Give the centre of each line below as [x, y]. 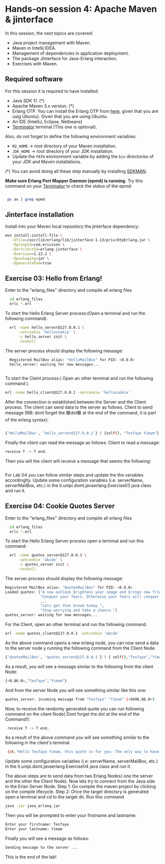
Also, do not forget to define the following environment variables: [71, 136]
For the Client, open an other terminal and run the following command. [76, 624]
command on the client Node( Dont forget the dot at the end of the [72, 714]
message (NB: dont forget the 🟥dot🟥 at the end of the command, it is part [81, 413]
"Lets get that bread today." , [72, 606]
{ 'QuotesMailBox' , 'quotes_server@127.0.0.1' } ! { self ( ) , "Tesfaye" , [78, 657]
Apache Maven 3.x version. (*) [43, 106]
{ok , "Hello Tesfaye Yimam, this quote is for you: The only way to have [83, 752]
